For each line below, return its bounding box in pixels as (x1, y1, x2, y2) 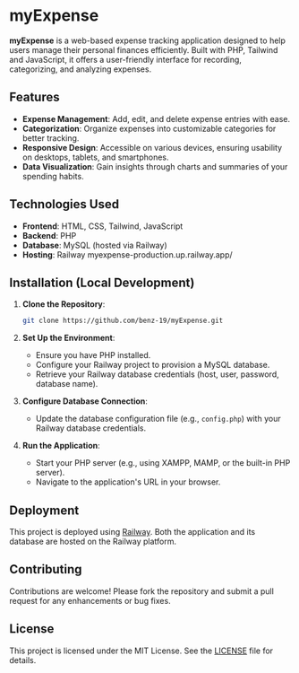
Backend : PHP (21, 230, 77, 240)
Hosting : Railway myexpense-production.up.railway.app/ (21, 249, 233, 260)
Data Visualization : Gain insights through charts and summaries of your (21, 161, 288, 171)
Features (9, 90, 60, 105)
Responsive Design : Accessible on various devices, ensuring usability (21, 142, 283, 153)
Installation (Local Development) (9, 275, 195, 290)
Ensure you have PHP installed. (35, 350, 151, 361)
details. (9, 654, 37, 665)
